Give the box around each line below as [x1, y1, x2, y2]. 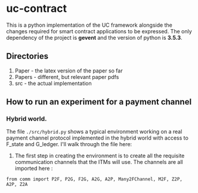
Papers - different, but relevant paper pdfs [14, 73, 119, 80]
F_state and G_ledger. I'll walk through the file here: [6, 141, 132, 148]
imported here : [14, 165, 53, 172]
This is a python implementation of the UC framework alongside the [6, 21, 173, 29]
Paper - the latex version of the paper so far [14, 67, 123, 74]
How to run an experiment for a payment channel [6, 97, 192, 107]
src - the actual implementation [14, 80, 92, 87]
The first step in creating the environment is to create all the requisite [14, 152, 185, 159]
